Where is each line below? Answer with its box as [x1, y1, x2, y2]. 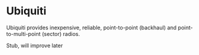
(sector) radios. [41, 30, 80, 37]
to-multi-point [6, 30, 41, 37]
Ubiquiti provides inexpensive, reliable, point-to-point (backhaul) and [6, 24, 177, 31]
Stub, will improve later [6, 42, 63, 49]
